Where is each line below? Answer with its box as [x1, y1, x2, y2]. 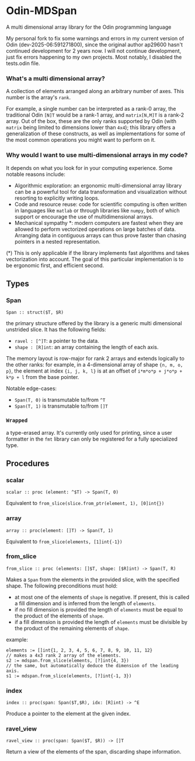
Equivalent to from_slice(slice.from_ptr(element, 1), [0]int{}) [6, 500, 165, 507]
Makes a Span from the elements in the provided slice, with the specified [6, 576, 180, 583]
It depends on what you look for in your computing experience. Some [6, 164, 173, 171]
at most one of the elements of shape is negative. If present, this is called [14, 593, 190, 600]
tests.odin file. [6, 60, 40, 67]
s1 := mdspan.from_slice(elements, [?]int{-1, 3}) [6, 673, 132, 679]
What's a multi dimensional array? [6, 74, 105, 83]
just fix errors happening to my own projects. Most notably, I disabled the [6, 53, 182, 60]
